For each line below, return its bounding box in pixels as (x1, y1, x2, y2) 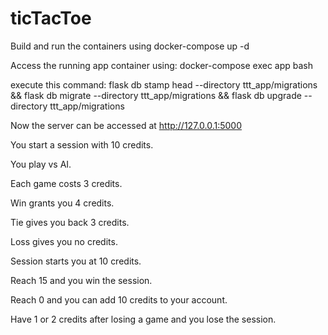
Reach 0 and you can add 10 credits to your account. (10, 293, 228, 306)
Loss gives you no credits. (10, 235, 118, 247)
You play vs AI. (10, 158, 72, 170)
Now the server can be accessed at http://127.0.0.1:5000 (10, 119, 242, 131)
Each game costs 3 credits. (10, 177, 123, 189)
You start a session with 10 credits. (10, 138, 154, 151)
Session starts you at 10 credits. (10, 255, 142, 267)
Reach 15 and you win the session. (10, 274, 153, 286)
